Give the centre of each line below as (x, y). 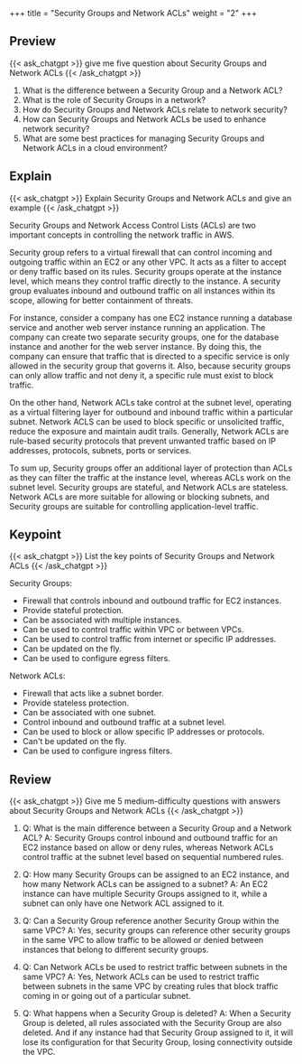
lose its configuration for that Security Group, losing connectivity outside (157, 1042)
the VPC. (39, 1052)
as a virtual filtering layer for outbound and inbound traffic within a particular (151, 412)
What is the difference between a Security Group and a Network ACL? (152, 90)
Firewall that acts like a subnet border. (93, 694)
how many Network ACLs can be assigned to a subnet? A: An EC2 (145, 884)
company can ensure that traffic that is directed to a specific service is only (150, 356)
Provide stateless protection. (75, 703)
